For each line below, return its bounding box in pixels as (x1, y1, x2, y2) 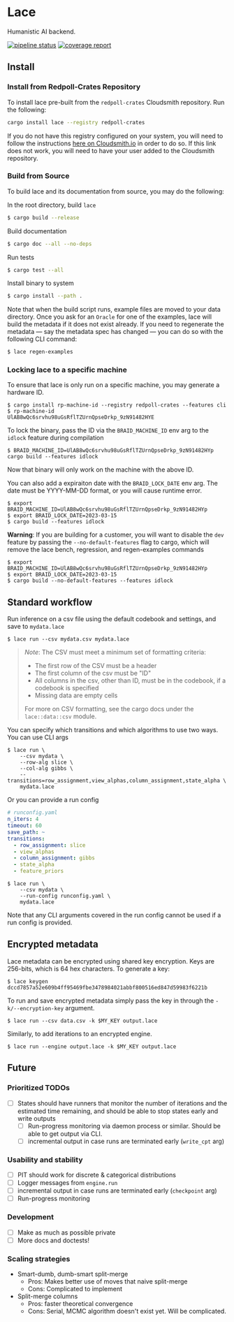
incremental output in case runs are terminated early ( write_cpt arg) (27, 1137, 225, 1145)
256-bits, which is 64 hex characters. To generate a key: (7, 964, 170, 973)
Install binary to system (7, 279, 75, 287)
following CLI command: (7, 335, 78, 343)
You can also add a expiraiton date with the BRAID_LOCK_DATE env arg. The (7, 479, 218, 488)
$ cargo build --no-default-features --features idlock (7, 577, 173, 584)
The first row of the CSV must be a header (34, 662, 157, 670)
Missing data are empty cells (34, 691, 118, 699)
